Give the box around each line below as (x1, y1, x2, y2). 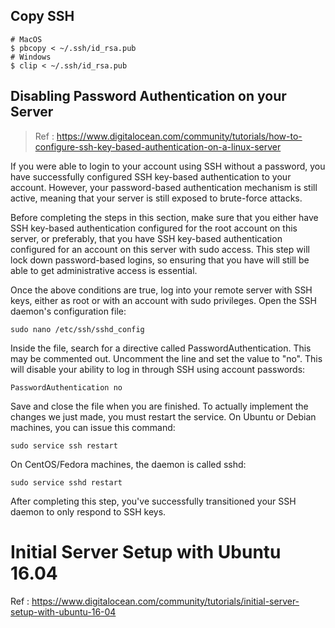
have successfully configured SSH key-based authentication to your (10, 170, 292, 183)
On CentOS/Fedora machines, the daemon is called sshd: (10, 458, 247, 470)
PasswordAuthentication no (10, 382, 123, 393)
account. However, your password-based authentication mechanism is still (10, 181, 318, 193)
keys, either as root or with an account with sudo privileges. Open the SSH (10, 294, 317, 306)
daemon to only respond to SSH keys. (10, 505, 167, 518)
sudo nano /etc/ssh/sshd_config (10, 324, 145, 334)
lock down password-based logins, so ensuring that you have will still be (10, 254, 310, 266)
